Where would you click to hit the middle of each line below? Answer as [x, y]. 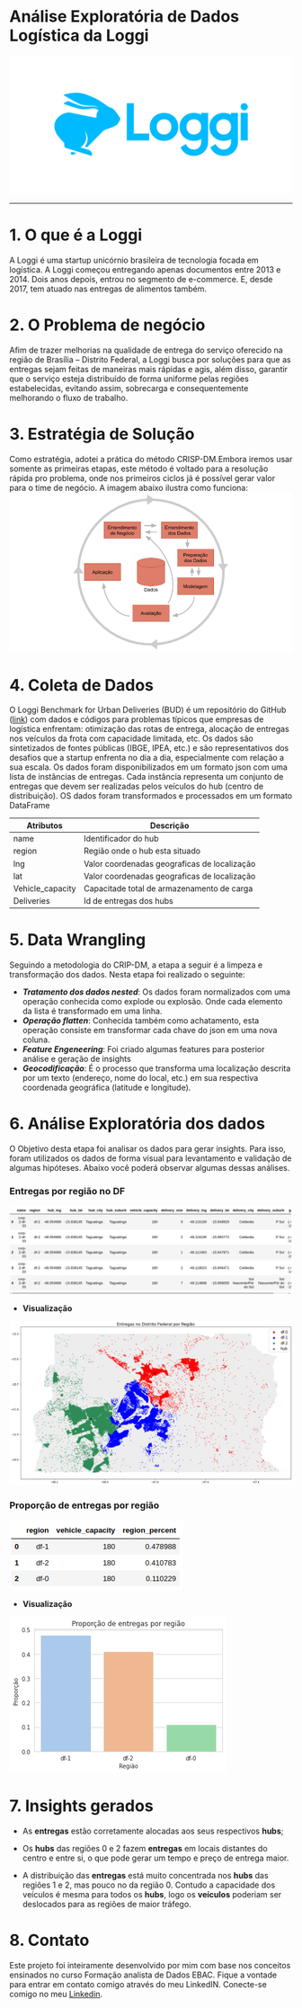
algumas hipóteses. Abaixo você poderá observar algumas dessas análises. [150, 1167]
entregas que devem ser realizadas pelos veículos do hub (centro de [136, 786]
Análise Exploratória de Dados [124, 17]
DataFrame [30, 806]
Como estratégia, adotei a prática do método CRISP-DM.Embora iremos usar [151, 459]
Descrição [169, 826]
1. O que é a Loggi [75, 235]
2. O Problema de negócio [107, 325]
